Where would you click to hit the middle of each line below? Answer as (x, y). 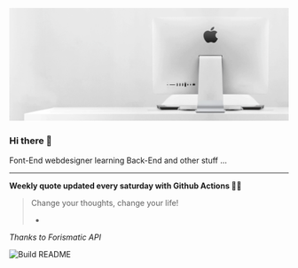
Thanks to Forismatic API (55, 237)
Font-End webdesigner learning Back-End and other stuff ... (118, 160)
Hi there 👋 (31, 141)
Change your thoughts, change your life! (105, 203)
